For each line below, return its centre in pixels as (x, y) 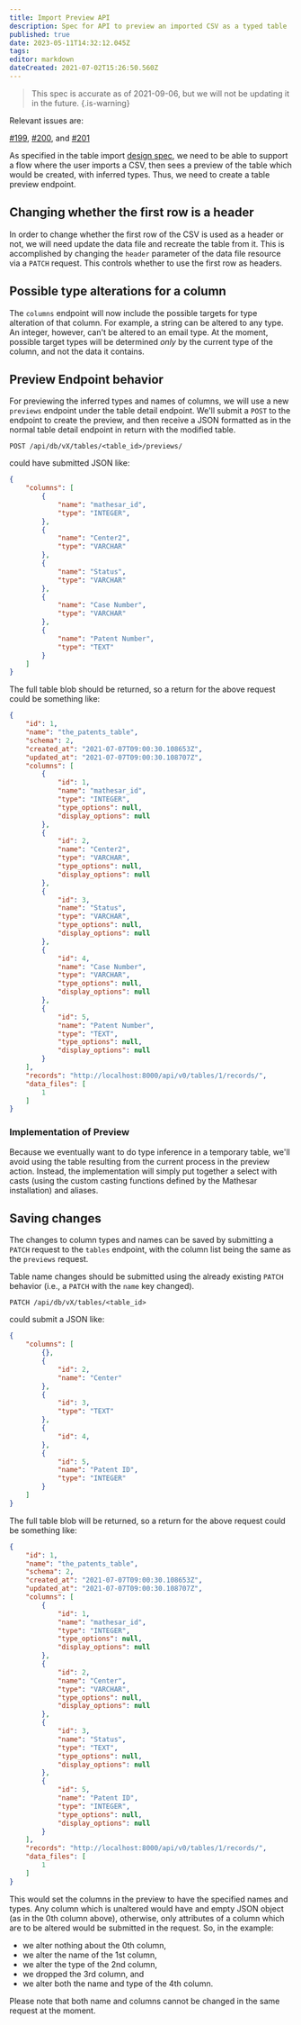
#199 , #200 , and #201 (49, 138)
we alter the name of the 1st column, (89, 1955)
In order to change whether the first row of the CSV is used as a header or (146, 234)
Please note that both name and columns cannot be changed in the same (145, 2001)
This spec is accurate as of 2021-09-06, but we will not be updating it (160, 93)
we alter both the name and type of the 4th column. (118, 1984)
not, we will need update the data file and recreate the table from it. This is (147, 243)
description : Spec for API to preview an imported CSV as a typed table (148, 26)
